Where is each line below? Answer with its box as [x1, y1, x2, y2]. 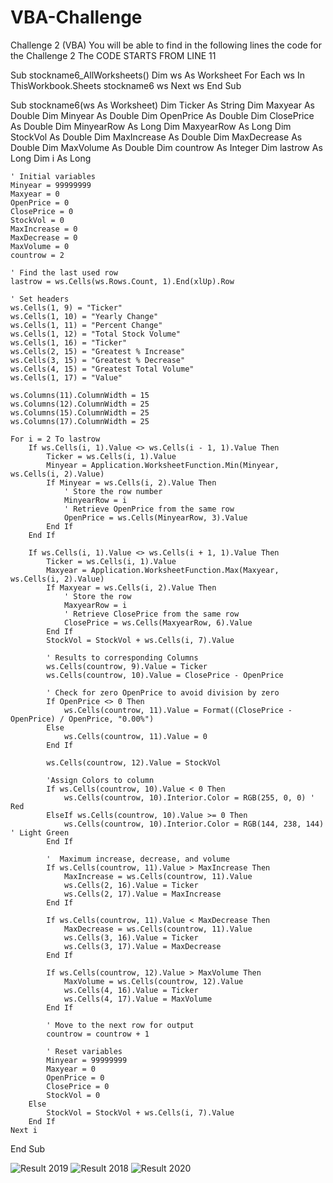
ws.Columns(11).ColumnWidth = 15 [10, 390, 150, 400]
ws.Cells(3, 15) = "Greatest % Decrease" [10, 355, 186, 365]
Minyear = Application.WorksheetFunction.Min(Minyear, [46, 460, 280, 470]
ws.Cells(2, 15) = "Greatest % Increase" [10, 346, 186, 356]
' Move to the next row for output [46, 1020, 195, 1030]
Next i [10, 1125, 38, 1135]
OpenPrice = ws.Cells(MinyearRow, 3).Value [63, 512, 248, 523]
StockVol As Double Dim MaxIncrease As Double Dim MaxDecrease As [10, 131, 303, 143]
